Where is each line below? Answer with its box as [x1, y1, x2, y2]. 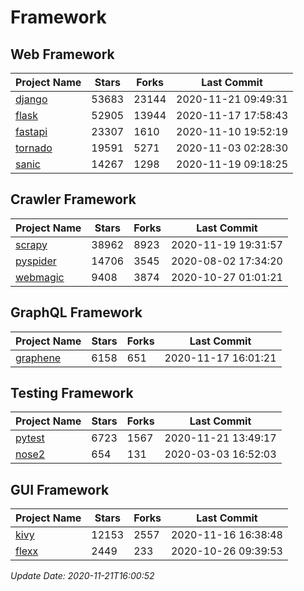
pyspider [15, 254, 57, 268]
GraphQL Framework [10, 304, 143, 321]
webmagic [15, 270, 65, 284]
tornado [15, 141, 53, 155]
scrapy [15, 237, 48, 251]
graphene [15, 351, 62, 365]
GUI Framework [10, 481, 110, 498]
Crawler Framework [10, 191, 137, 208]
